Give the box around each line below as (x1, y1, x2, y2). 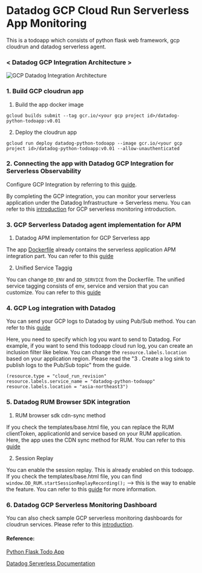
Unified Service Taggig (15, 264, 73, 271)
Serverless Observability (6, 167, 82, 176)
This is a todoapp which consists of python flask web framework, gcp (6, 36, 180, 44)
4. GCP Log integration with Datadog (6, 304, 116, 313)
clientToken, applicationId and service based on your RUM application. (6, 429, 183, 437)
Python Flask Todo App (6, 548, 65, 555)
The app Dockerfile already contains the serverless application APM (6, 246, 177, 253)
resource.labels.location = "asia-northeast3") (6, 384, 129, 390)
